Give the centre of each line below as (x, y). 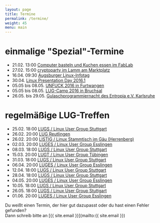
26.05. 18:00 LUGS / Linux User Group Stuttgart (59, 191)
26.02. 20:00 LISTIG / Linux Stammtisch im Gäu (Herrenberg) (73, 139)
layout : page (18, 9)
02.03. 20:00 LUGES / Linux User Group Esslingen (62, 144)
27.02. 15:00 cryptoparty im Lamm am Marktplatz (61, 70)
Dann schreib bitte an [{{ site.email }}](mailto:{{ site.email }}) (65, 215)
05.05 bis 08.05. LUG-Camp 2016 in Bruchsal (57, 91)
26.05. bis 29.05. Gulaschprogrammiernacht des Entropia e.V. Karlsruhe (83, 96)
